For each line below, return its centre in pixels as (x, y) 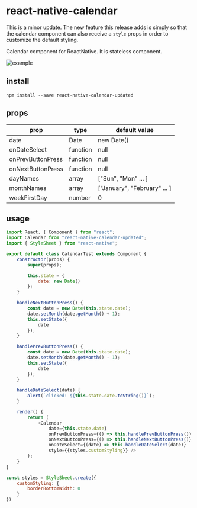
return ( (38, 417)
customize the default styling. (42, 40)
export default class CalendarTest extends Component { (76, 254)
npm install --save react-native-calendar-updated (70, 95)
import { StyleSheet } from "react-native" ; (62, 243)
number (80, 198)
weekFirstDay (28, 198)
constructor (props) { (43, 259)
